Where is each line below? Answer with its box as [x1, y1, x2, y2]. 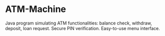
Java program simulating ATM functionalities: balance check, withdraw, [5, 20, 152, 26]
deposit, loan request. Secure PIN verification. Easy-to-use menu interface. [5, 25, 160, 31]
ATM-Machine [5, 3, 66, 15]
